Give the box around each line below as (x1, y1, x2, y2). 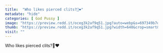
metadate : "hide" (5, 12, 40, 16)
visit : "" (5, 29, 25, 34)
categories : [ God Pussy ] (5, 16, 60, 21)
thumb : (5, 25, 18, 30)
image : (5, 20, 18, 26)
